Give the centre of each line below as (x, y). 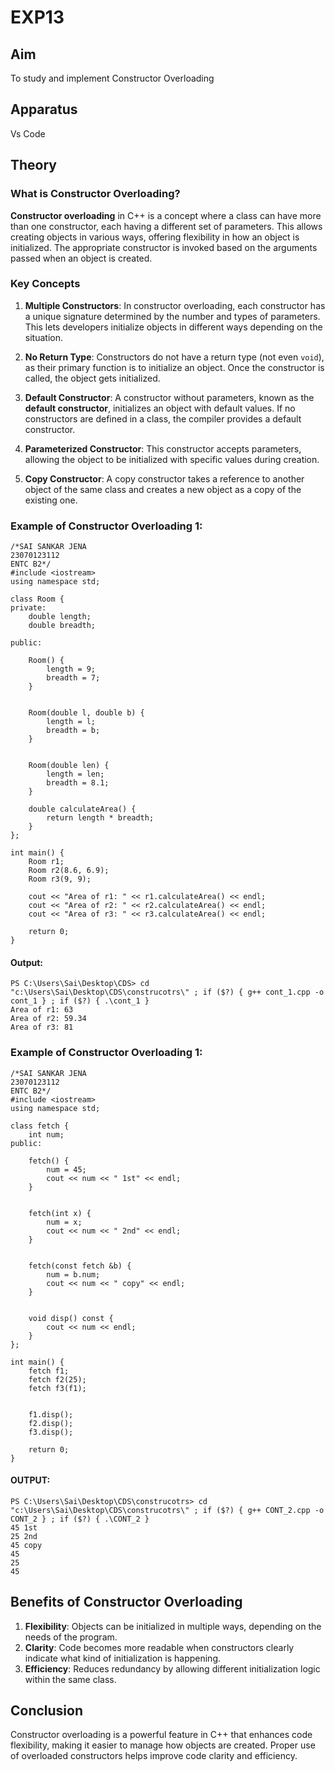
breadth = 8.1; (78, 783)
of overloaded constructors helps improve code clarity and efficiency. (154, 1756)
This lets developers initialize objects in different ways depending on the (173, 327)
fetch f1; (49, 1371)
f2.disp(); (51, 1423)
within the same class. (70, 1679)
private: (28, 608)
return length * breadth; (100, 818)
